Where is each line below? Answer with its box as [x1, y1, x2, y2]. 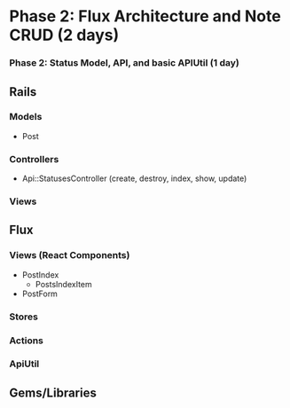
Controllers [9, 153, 59, 165]
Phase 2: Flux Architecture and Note [9, 6, 281, 27]
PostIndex [21, 269, 59, 280]
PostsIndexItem [35, 279, 93, 289]
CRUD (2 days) [9, 25, 120, 45]
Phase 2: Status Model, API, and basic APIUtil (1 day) [9, 57, 239, 69]
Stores [9, 310, 38, 323]
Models [9, 111, 43, 123]
